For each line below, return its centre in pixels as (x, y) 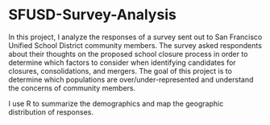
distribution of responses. (51, 112)
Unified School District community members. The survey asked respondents (135, 45)
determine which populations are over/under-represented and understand (131, 79)
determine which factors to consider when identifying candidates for (122, 62)
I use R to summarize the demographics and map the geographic (116, 103)
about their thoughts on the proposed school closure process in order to (128, 54)
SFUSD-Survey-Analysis (93, 15)
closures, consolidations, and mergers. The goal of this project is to (120, 71)
